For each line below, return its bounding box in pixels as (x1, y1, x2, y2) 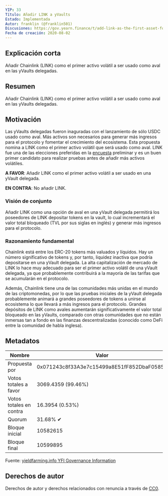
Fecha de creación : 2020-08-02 (5, 31, 70, 36)
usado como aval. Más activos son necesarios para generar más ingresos (5, 134, 157, 140)
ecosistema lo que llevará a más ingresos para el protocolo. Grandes (5, 301, 146, 307)
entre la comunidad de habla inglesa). (5, 322, 83, 328)
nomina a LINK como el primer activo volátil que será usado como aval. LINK (5, 145, 162, 151)
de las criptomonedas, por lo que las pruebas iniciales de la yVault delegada (5, 291, 162, 297)
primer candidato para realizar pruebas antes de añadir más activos (5, 155, 145, 161)
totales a (7, 381, 28, 388)
